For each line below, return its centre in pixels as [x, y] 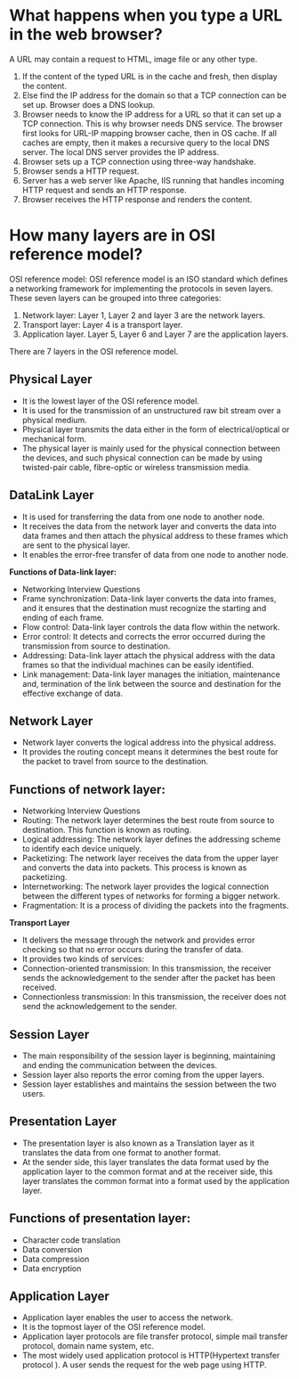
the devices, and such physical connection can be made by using [142, 457]
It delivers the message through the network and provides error [138, 940]
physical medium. [54, 420]
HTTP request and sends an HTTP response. [104, 190]
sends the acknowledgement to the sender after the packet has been [149, 978]
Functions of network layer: [88, 789]
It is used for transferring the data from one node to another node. [143, 517]
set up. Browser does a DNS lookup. [89, 104]
